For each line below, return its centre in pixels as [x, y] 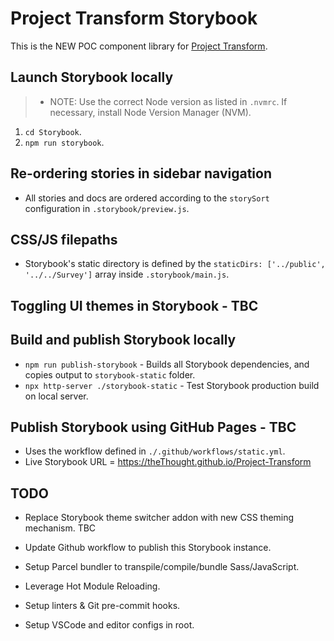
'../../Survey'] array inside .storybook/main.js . [127, 274]
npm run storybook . [64, 142]
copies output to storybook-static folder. [110, 374]
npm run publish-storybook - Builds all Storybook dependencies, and [167, 364]
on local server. [56, 396]
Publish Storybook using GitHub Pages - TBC [153, 427]
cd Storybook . [53, 131]
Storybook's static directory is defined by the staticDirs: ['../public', [175, 264]
